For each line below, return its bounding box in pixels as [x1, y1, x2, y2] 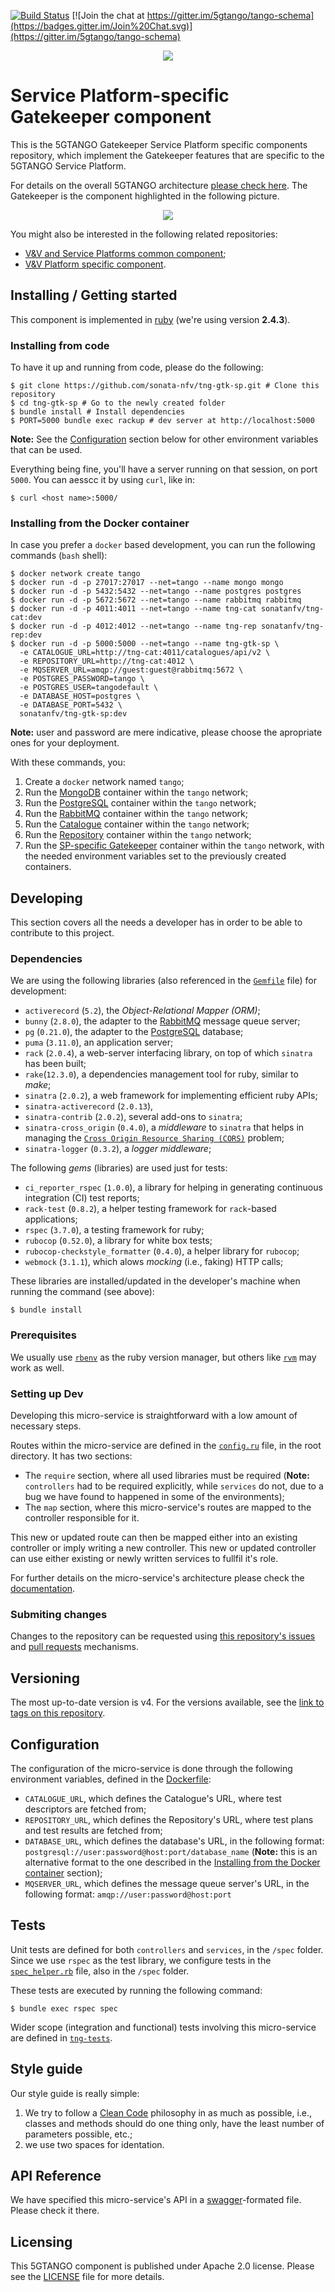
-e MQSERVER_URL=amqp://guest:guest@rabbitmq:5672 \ [19, 665, 244, 675]
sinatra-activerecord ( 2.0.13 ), [24, 1100, 154, 1112]
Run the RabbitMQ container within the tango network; [24, 808, 248, 820]
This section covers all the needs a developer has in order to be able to [10, 916, 303, 929]
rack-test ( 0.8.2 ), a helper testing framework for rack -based [24, 1203, 277, 1215]
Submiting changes [10, 1607, 108, 1621]
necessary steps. [10, 1420, 82, 1432]
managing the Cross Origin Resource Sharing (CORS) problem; [24, 1132, 285, 1144]
